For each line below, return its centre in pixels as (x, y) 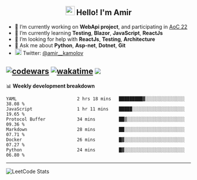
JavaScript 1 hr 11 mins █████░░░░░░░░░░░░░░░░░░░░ (95, 109)
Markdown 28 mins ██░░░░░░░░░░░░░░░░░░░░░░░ (95, 129)
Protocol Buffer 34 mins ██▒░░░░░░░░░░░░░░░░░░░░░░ (95, 119)
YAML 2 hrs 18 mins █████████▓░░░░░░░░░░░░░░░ (95, 99)
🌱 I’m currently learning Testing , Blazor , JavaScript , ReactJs (89, 33)
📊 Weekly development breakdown (50, 86)
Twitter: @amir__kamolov (53, 53)
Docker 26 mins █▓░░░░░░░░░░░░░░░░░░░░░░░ (95, 140)
